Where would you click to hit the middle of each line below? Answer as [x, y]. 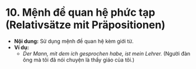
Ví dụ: [21, 47]
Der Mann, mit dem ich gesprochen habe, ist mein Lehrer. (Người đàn [107, 53]
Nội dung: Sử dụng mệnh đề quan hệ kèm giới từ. [74, 41]
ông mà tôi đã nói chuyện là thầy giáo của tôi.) [79, 60]
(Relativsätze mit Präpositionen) [85, 25]
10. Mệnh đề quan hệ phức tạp [80, 13]
